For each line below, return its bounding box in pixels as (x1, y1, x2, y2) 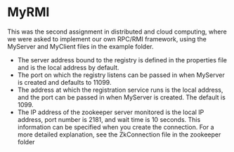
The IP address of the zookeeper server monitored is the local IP (17, 108, 204, 116)
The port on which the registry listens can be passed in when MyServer (17, 71, 225, 79)
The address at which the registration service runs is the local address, (17, 85, 223, 94)
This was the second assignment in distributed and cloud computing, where (7, 27, 227, 36)
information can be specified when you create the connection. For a (17, 123, 214, 131)
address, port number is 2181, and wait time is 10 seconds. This (17, 115, 201, 123)
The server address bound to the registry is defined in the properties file (17, 55, 227, 64)
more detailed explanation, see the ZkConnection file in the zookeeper (17, 130, 221, 139)
